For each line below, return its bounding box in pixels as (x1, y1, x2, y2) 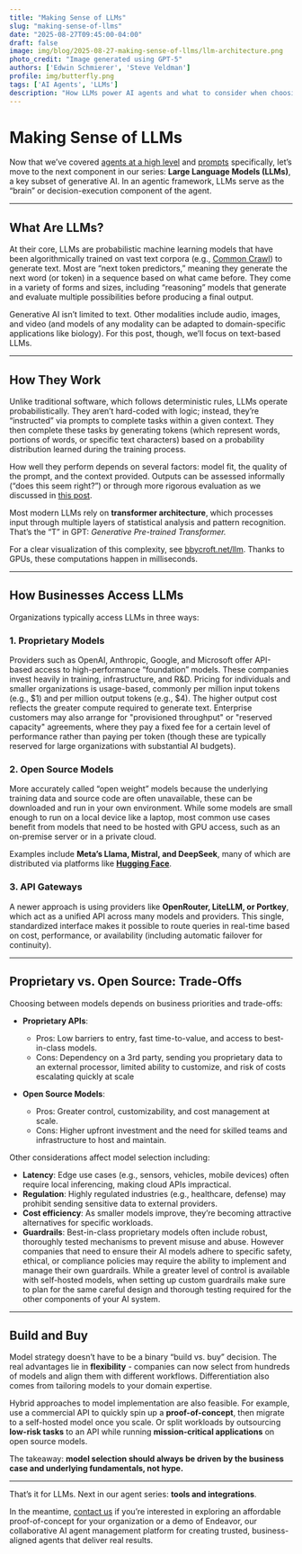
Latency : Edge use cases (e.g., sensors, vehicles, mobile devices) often (22, 1169, 289, 1180)
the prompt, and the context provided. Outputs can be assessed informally (9, 471, 286, 482)
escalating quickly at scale (35, 1071, 135, 1082)
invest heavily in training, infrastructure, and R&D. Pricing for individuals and (9, 674, 291, 684)
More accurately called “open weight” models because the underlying (9, 783, 268, 794)
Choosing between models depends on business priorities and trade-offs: (9, 997, 283, 1008)
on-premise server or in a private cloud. (9, 831, 157, 842)
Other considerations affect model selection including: (9, 1152, 210, 1163)
